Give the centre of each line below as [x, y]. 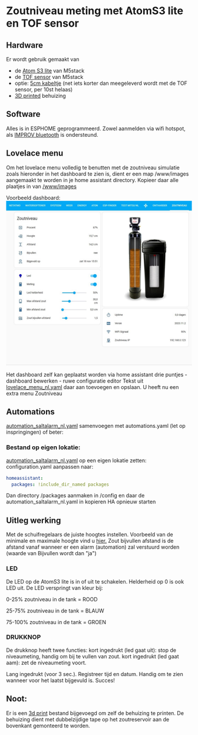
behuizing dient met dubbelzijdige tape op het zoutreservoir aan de [88, 719]
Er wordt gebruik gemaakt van [43, 59]
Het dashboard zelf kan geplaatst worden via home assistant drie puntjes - [97, 374]
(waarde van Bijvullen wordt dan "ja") [52, 553]
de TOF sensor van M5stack [49, 77]
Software [23, 114]
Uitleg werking [34, 520]
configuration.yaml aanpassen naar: [50, 466]
